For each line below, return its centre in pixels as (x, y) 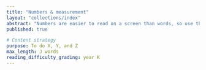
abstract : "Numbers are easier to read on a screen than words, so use (100, 23)
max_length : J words (33, 52)
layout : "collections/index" (44, 18)
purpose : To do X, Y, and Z (42, 46)
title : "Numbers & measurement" (48, 12)
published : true (27, 29)
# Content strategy (31, 41)
